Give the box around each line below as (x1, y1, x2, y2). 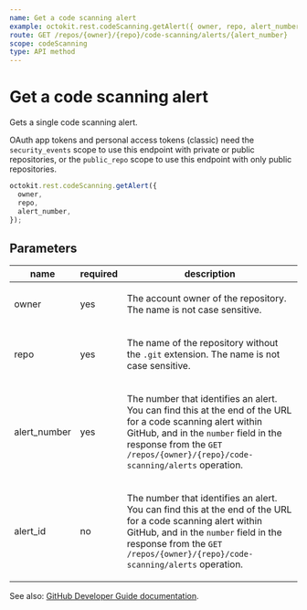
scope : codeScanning (9, 38, 89, 48)
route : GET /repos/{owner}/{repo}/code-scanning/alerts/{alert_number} (9, 30, 288, 39)
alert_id (14, 525, 47, 538)
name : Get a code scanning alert (9, 13, 137, 23)
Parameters (9, 240, 78, 256)
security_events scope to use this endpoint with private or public (9, 144, 256, 155)
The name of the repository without (126, 337, 279, 350)
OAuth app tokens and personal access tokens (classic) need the (9, 134, 254, 146)
